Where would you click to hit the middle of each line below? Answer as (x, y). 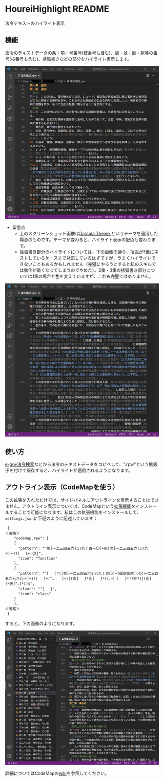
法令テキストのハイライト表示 (35, 23)
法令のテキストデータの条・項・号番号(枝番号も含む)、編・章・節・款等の (79, 53)
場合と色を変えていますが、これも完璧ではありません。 (98, 276)
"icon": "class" (34, 594)
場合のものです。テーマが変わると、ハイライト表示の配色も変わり (85, 240)
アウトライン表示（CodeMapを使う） (62, 487)
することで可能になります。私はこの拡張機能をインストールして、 (75, 512)
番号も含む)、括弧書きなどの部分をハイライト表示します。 (73, 59)
